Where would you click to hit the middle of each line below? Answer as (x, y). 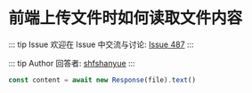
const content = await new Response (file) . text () (102, 80)
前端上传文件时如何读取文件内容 (126, 18)
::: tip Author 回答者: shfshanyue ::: (72, 63)
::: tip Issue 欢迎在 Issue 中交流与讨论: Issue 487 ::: (101, 44)
